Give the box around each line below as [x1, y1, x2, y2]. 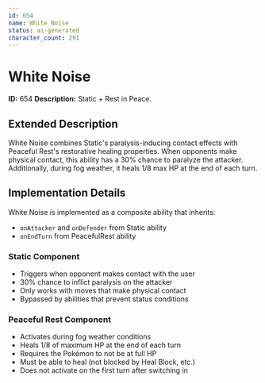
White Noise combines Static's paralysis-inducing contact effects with [8, 138, 238, 147]
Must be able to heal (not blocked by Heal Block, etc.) [19, 358, 196, 367]
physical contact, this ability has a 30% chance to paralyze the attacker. [8, 155, 244, 164]
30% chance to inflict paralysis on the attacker [19, 278, 173, 287]
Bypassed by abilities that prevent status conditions [19, 294, 189, 304]
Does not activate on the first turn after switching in [19, 366, 189, 375]
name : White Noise [8, 19, 69, 27]
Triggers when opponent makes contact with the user [19, 269, 196, 278]
